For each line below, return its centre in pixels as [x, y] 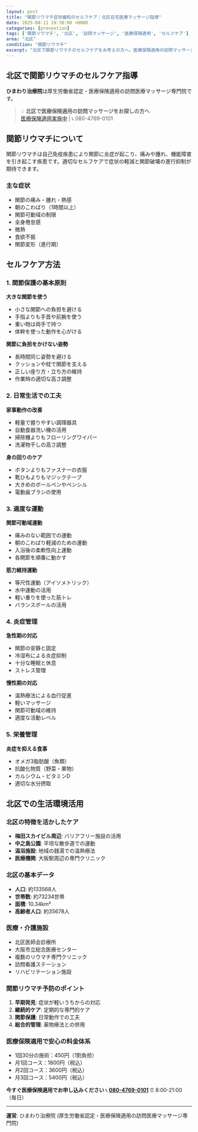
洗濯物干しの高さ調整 [40, 444]
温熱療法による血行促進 [43, 695]
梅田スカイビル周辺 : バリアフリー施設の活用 [68, 836]
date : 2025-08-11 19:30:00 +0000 [47, 22]
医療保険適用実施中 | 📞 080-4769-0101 [67, 118]
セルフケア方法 [33, 265]
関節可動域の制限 [35, 214]
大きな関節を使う [27, 297]
